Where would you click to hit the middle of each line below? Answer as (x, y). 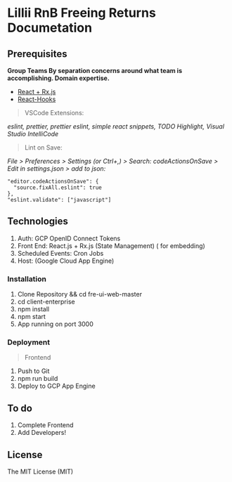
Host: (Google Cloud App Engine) (66, 261)
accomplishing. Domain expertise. (59, 78)
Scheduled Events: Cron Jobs (60, 253)
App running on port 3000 (55, 324)
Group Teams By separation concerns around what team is (95, 71)
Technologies (38, 222)
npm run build (38, 379)
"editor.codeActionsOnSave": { (53, 181)
